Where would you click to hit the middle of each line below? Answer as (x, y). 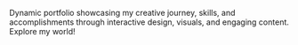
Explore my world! (42, 31)
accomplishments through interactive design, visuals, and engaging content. (149, 22)
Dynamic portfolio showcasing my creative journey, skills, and (122, 13)
